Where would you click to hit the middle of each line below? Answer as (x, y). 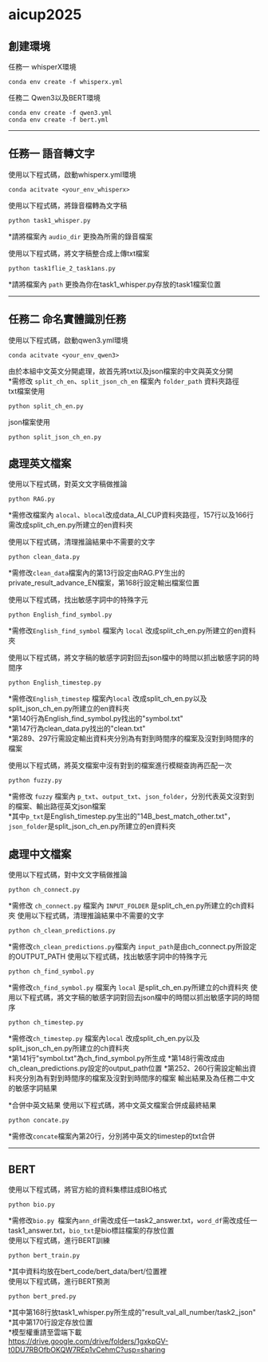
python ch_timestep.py (46, 1023)
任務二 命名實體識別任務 (67, 320)
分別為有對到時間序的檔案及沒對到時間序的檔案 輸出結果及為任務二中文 (138, 1079)
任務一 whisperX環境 (43, 67)
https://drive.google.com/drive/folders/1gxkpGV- (89, 1341)
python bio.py (32, 1205)
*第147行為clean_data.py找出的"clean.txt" (77, 729)
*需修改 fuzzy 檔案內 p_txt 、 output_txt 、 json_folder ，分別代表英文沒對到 (131, 797)
